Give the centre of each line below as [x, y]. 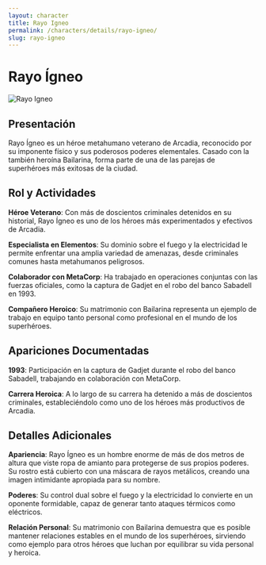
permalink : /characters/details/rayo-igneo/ [83, 30]
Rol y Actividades [52, 193]
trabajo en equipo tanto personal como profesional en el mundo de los [123, 317]
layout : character [38, 15]
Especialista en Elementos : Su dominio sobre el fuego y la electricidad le [128, 244]
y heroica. [25, 553]
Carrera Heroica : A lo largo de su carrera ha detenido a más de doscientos [130, 394]
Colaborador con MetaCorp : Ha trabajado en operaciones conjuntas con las [133, 277]
